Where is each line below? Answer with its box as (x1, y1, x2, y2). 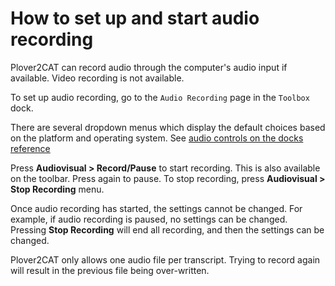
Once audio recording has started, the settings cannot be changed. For (10, 202, 303, 214)
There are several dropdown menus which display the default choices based (10, 121, 326, 133)
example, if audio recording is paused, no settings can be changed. (10, 213, 288, 225)
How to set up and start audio (10, 7, 260, 30)
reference (10, 142, 51, 154)
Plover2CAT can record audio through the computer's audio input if (10, 61, 288, 73)
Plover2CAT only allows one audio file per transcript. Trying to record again (10, 253, 321, 266)
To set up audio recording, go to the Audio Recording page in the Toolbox (10, 91, 310, 103)
